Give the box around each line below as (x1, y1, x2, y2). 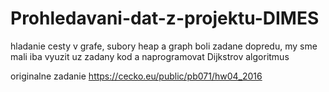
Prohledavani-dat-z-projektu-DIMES (10, 7, 320, 30)
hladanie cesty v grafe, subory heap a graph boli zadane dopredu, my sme (10, 40, 318, 52)
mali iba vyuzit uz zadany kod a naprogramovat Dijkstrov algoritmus (10, 50, 290, 62)
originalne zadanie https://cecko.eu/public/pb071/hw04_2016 (10, 70, 263, 82)
